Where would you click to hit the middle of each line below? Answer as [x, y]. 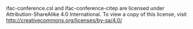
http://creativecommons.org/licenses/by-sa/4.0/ [64, 20]
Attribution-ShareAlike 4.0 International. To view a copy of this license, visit [96, 14]
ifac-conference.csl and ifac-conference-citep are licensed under [85, 8]
